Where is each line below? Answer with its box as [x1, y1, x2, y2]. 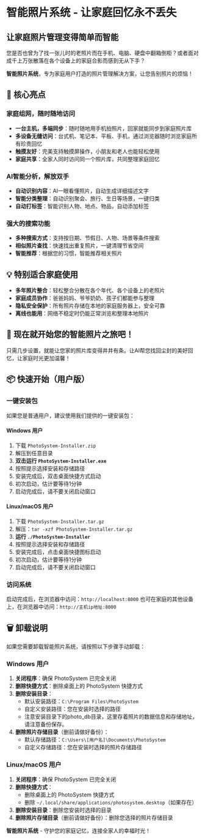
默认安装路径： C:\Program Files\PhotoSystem [24, 698, 139, 705]
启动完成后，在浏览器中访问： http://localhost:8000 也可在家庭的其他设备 [6, 596, 194, 603]
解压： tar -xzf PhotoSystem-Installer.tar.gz [15, 525, 133, 532]
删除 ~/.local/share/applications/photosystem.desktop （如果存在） [24, 798, 197, 806]
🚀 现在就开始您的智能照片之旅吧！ [6, 329, 134, 340]
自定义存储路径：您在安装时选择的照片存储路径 [24, 744, 142, 751]
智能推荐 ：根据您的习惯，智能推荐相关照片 [15, 249, 123, 257]
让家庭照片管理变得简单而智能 [6, 32, 119, 42]
